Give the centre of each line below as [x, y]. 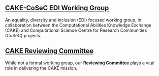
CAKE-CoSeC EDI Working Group [57, 8]
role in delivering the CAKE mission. [41, 68]
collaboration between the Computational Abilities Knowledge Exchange [78, 25]
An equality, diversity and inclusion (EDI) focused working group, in [73, 20]
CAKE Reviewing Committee [49, 51]
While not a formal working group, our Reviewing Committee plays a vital [80, 63]
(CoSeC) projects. [23, 35]
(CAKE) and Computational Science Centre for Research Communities [76, 30]
